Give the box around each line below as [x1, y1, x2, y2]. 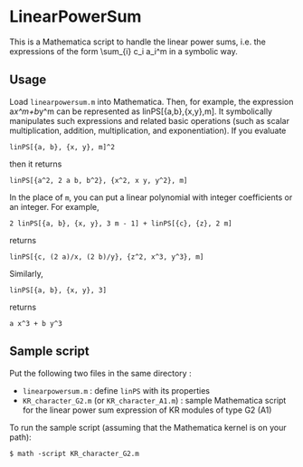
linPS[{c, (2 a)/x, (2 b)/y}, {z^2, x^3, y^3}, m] [9, 252, 204, 262]
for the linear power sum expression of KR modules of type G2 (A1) [22, 405, 272, 415]
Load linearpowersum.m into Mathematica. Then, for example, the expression [9, 96, 294, 107]
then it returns [9, 158, 62, 169]
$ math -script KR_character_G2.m [9, 449, 140, 458]
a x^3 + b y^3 [9, 319, 63, 328]
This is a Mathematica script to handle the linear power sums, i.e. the [9, 36, 267, 47]
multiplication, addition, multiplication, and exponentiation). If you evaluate [9, 125, 287, 136]
